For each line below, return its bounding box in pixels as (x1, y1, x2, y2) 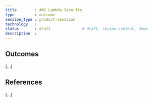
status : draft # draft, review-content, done (5, 26, 148, 31)
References (5, 78, 42, 87)
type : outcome (5, 12, 56, 17)
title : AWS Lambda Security (5, 7, 82, 13)
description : (5, 31, 37, 36)
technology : (5, 21, 37, 27)
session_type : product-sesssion (5, 17, 76, 22)
